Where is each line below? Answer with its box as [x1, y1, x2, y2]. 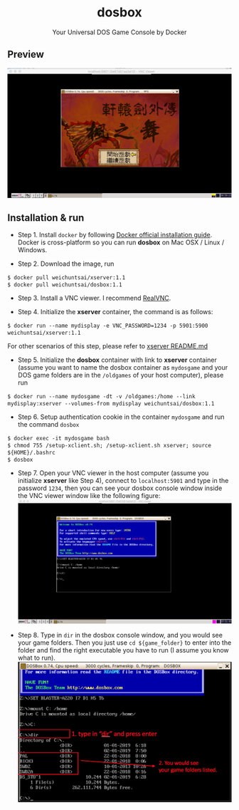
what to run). [17, 653, 55, 662]
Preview [7, 48, 45, 61]
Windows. [17, 246, 48, 254]
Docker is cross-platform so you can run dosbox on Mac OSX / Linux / [17, 238, 225, 246]
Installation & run [7, 212, 85, 224]
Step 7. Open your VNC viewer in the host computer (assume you [17, 469, 209, 477]
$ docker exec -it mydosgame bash [7, 435, 110, 442]
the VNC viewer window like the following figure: [17, 492, 161, 500]
